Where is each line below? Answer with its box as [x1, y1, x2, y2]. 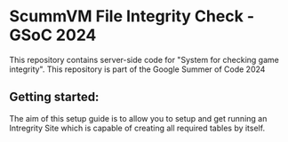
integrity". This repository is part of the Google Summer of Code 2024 [9, 64, 266, 75]
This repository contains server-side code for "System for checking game [9, 54, 280, 65]
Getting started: [9, 90, 100, 105]
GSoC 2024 [9, 25, 97, 45]
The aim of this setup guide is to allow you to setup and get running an [9, 113, 268, 123]
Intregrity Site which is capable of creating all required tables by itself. [9, 122, 265, 133]
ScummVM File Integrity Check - [9, 6, 255, 27]
